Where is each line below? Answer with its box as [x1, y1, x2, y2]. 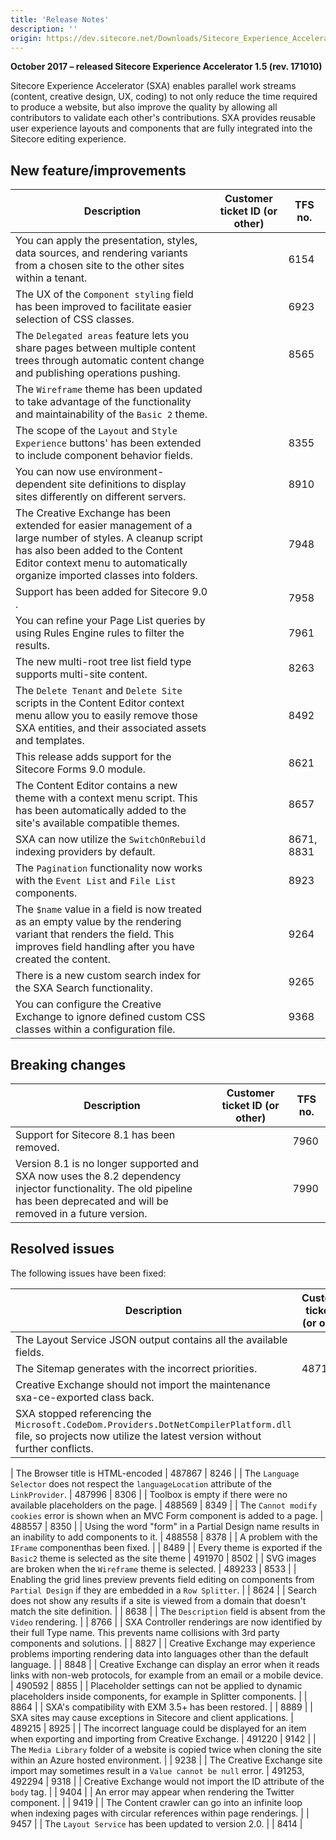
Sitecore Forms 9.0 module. [15, 762, 146, 776]
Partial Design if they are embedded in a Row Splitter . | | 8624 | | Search [10, 1584, 317, 1596]
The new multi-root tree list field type [15, 655, 192, 669]
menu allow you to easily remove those [15, 709, 198, 723]
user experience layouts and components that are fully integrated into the [10, 122, 313, 135]
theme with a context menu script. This [15, 791, 198, 805]
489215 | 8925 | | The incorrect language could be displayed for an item [10, 1722, 307, 1734]
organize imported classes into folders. [15, 569, 198, 583]
